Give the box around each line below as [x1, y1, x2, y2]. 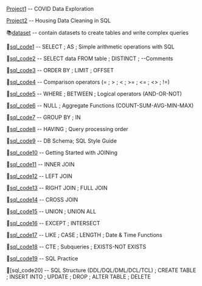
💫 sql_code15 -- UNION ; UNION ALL [6, 208, 96, 215]
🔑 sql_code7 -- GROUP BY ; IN [6, 114, 81, 121]
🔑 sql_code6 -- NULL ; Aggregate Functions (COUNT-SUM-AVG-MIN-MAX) [6, 102, 194, 109]
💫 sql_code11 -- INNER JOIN [6, 161, 75, 168]
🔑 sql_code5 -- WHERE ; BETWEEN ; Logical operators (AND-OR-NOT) [6, 90, 183, 97]
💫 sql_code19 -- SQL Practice [6, 255, 78, 262]
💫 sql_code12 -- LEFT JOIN [6, 172, 73, 180]
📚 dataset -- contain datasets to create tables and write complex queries [6, 29, 189, 36]
